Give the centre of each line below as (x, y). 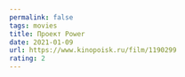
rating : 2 (28, 58)
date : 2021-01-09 (41, 42)
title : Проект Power (48, 34)
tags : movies (33, 26)
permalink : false (41, 17)
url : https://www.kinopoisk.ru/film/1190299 (93, 50)
